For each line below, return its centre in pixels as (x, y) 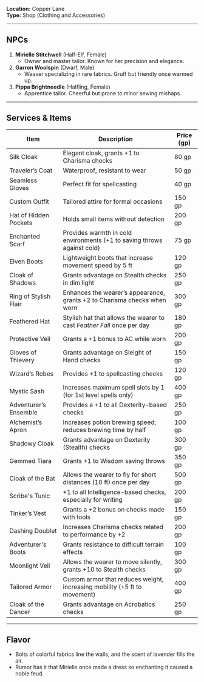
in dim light (78, 283)
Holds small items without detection (114, 219)
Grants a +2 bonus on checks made (114, 509)
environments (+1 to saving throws (113, 240)
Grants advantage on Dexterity (107, 439)
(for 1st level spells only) (98, 395)
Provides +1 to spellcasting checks (113, 374)
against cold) (81, 248)
